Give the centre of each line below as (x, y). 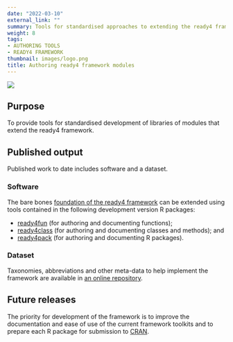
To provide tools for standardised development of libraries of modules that (113, 123)
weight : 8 (21, 33)
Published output (45, 152)
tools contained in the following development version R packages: (101, 210)
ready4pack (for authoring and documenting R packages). (100, 237)
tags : (15, 40)
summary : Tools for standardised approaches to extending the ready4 (110, 26)
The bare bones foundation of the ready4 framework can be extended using (116, 202)
